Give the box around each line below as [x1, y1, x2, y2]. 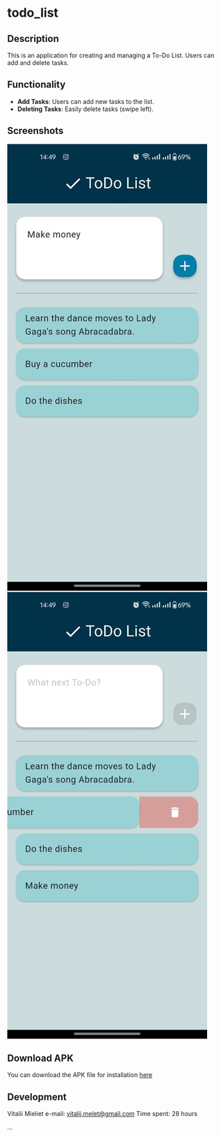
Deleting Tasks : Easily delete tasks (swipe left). [17, 105, 154, 113]
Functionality [7, 79, 66, 91]
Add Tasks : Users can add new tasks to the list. [17, 97, 154, 105]
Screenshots [7, 125, 64, 137]
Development [7, 1091, 67, 1103]
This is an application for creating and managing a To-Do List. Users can [7, 51, 215, 59]
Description [7, 33, 59, 45]
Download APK [7, 1053, 74, 1064]
